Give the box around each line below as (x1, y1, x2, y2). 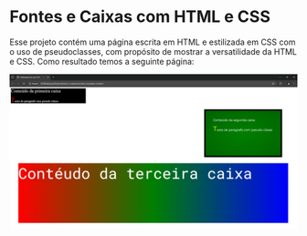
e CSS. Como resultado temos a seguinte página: (9, 56, 195, 67)
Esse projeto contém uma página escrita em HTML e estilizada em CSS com (9, 36, 296, 47)
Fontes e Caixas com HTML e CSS (9, 6, 271, 27)
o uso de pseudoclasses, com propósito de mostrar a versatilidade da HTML (9, 46, 297, 56)
